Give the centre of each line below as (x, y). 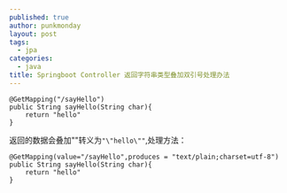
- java (29, 67)
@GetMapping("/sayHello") (57, 99)
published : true (39, 17)
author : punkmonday (45, 26)
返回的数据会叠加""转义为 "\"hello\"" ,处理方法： (98, 140)
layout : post (33, 34)
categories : (31, 58)
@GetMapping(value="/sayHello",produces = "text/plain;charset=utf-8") (144, 157)
